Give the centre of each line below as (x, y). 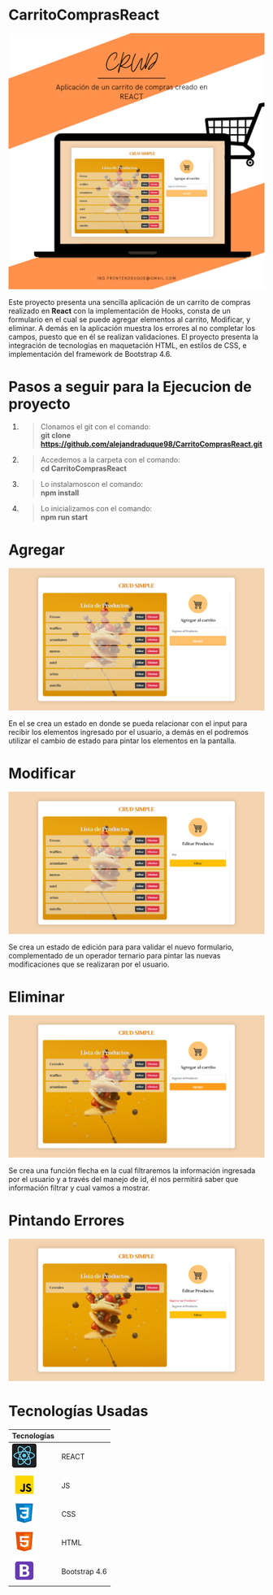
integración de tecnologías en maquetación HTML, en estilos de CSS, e (128, 345)
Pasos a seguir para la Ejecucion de (130, 387)
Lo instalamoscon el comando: (92, 484)
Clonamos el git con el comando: (95, 426)
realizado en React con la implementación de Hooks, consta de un (120, 311)
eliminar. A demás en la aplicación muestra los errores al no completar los (132, 328)
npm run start (64, 517)
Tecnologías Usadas (78, 1411)
